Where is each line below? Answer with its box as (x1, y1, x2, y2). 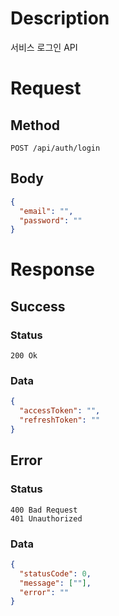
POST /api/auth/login (10, 143, 101, 153)
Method (10, 117, 61, 134)
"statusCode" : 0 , (19, 568, 92, 579)
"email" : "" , (19, 206, 74, 216)
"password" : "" (19, 215, 83, 226)
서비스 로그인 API (10, 41, 78, 53)
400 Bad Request (10, 505, 78, 515)
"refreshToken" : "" (19, 415, 101, 426)
